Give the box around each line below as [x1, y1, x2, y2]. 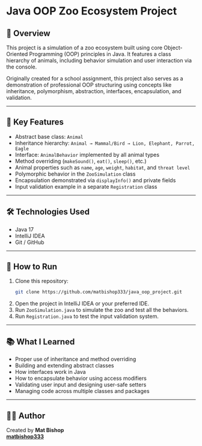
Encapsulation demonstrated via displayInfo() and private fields [14, 176, 176, 184]
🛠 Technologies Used [6, 207, 90, 217]
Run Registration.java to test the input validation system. [14, 313, 159, 320]
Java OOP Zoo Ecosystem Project [6, 4, 177, 18]
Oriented [6, 50, 28, 58]
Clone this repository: [14, 278, 69, 285]
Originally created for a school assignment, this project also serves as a [6, 75, 183, 82]
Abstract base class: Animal [14, 133, 84, 140]
